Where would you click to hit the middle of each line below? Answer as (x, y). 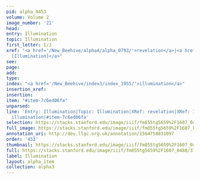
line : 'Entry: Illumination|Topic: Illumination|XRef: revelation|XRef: (98, 112)
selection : (20, 123)
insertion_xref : (26, 89)
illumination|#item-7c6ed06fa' (50, 117)
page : (13, 67)
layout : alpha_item (30, 162)
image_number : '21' (30, 23)
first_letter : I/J (29, 45)
